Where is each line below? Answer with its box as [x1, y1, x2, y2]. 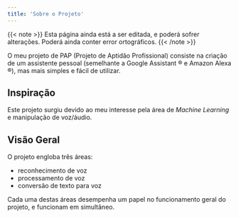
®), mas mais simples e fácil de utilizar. [7, 66, 121, 75]
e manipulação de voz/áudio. [7, 113, 92, 121]
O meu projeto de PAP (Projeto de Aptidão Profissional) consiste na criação [7, 51, 227, 60]
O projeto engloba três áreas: [7, 153, 93, 161]
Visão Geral [7, 133, 60, 146]
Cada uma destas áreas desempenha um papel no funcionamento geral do [7, 195, 226, 204]
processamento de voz [17, 174, 85, 182]
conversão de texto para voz [17, 182, 102, 190]
